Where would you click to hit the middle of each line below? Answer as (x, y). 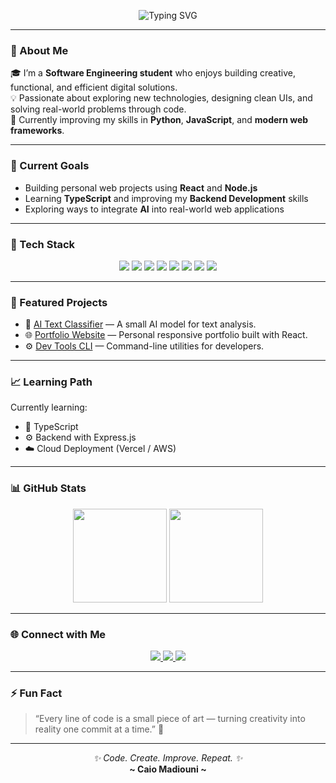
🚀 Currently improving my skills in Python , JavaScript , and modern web (159, 120)
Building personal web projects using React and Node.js (141, 187)
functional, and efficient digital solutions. (94, 87)
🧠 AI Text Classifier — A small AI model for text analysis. (140, 324)
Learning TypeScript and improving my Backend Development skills (166, 198)
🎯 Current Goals (50, 166)
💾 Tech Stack (43, 244)
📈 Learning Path (51, 382)
